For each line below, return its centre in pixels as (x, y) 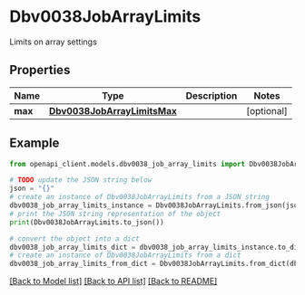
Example (34, 143)
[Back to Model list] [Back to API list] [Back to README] (113, 281)
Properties (40, 70)
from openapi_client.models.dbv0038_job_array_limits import (128, 164)
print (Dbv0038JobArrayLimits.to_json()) (87, 222)
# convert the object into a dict (75, 238)
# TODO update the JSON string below (81, 180)
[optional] (267, 110)
